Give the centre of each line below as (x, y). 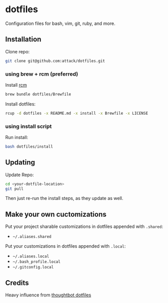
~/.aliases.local (31, 257)
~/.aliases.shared (32, 237)
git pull (14, 189)
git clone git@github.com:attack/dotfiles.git (55, 61)
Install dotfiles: (20, 104)
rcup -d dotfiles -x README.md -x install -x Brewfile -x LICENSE (77, 113)
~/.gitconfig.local (33, 267)
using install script (29, 126)
